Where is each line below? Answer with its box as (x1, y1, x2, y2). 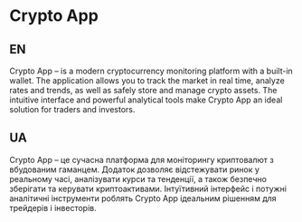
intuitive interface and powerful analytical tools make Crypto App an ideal (9, 94, 283, 105)
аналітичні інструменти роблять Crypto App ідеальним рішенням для (9, 192, 278, 204)
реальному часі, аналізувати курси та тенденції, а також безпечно (9, 173, 267, 184)
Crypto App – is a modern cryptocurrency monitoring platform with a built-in (9, 65, 294, 76)
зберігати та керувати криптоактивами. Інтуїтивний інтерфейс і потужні (9, 183, 288, 194)
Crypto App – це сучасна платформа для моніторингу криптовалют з (9, 154, 274, 165)
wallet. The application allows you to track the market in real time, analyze (9, 75, 285, 86)
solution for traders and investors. (9, 104, 136, 114)
